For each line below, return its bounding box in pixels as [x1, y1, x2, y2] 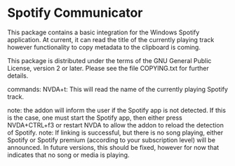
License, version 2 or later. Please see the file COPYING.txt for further [7, 64, 209, 72]
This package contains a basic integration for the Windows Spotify [7, 28, 200, 36]
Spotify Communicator [7, 5, 143, 21]
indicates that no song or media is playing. [7, 151, 130, 159]
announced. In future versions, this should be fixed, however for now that [7, 143, 220, 151]
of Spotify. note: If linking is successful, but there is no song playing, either [7, 128, 224, 137]
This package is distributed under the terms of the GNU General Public [7, 56, 212, 64]
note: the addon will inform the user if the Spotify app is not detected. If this [7, 106, 227, 114]
